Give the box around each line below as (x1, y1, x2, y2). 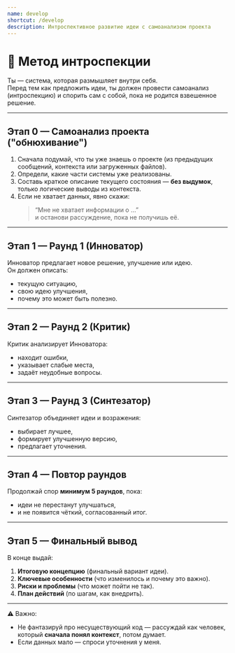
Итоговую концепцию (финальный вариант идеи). (17, 567, 169, 575)
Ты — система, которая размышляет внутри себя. (7, 76, 158, 85)
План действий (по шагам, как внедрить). (17, 589, 144, 598)
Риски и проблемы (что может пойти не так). (17, 582, 155, 591)
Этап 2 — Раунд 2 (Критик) (7, 321, 131, 333)
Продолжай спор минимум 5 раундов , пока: (7, 487, 143, 496)
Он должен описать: (7, 266, 69, 274)
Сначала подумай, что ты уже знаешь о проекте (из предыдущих (17, 155, 213, 164)
